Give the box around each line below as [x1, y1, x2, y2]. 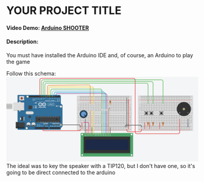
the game [6, 58, 30, 65]
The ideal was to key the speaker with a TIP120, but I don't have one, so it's [6, 163, 195, 170]
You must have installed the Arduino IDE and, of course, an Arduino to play [6, 51, 194, 58]
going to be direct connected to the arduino [6, 169, 116, 177]
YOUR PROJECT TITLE [6, 4, 122, 18]
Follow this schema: [6, 69, 56, 77]
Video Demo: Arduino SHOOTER [6, 24, 90, 31]
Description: [6, 38, 38, 46]
